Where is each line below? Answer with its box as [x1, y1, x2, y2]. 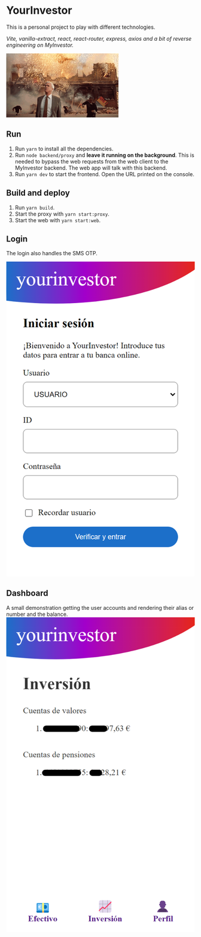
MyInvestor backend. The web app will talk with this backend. [14, 164, 167, 171]
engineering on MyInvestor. [6, 41, 74, 49]
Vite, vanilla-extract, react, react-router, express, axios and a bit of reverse [6, 35, 192, 42]
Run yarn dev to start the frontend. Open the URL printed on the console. [14, 170, 194, 177]
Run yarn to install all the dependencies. [14, 145, 114, 152]
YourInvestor [6, 4, 72, 17]
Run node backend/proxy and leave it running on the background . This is [14, 151, 194, 159]
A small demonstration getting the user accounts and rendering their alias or [6, 604, 194, 611]
